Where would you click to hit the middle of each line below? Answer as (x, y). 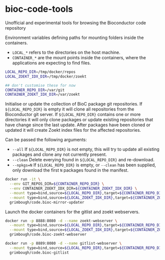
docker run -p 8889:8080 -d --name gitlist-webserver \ (63, 243)
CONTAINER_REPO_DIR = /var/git (35, 90)
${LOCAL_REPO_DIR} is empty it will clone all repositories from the (70, 109)
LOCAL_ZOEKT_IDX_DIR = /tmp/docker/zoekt (46, 76)
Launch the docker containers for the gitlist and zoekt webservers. (72, 212)
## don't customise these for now (41, 85)
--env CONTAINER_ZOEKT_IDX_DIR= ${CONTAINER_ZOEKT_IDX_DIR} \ (73, 188)
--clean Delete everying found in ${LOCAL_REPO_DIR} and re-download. (83, 160)
